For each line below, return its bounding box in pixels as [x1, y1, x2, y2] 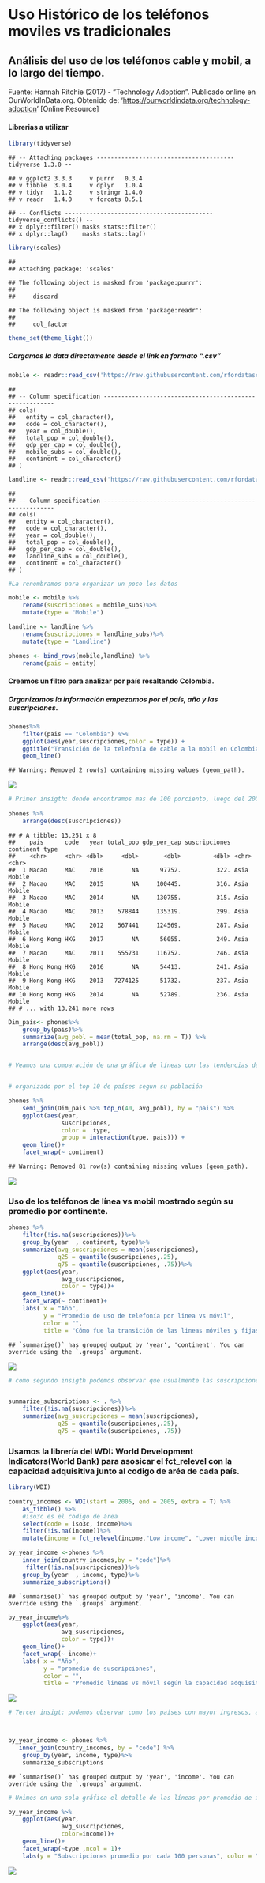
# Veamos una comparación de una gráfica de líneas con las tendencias [8, 1061, 248, 1069]
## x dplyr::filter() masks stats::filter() [8, 223, 157, 231]
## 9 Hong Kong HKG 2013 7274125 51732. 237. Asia [8, 977, 248, 985]
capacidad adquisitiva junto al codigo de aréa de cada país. [8, 1465, 240, 1477]
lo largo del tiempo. [8, 66, 105, 80]
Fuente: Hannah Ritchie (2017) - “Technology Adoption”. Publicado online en [8, 87, 256, 96]
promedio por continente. [8, 1206, 109, 1217]
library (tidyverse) [8, 140, 73, 148]
